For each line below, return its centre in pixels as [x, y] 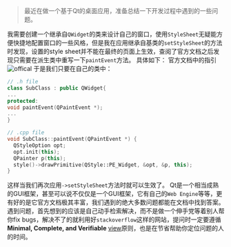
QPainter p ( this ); [40, 158]
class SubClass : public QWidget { [57, 88]
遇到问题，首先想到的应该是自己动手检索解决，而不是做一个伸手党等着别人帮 [116, 211]
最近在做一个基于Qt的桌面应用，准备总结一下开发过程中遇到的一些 [118, 11]
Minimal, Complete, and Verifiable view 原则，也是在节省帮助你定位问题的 [113, 228]
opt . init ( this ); [37, 152]
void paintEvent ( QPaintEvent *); [55, 107]
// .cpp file [26, 133]
